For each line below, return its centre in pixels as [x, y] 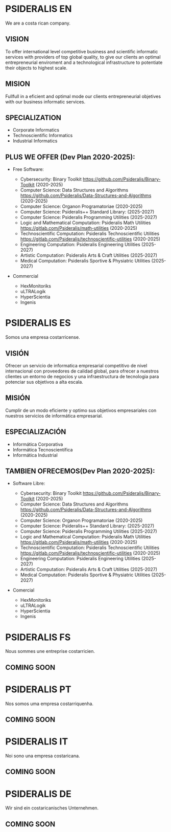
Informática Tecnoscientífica [43, 450]
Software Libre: [29, 484]
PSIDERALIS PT [38, 689]
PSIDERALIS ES [38, 323]
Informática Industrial [35, 455]
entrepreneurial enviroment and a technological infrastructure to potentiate [84, 62]
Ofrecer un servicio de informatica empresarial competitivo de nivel [76, 365]
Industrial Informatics [35, 141]
